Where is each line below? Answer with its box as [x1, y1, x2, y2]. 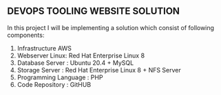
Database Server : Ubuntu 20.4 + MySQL [17, 58, 134, 67]
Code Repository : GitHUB [17, 80, 92, 88]
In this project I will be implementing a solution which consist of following [7, 23, 215, 31]
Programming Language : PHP [17, 73, 103, 81]
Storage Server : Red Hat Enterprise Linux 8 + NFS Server [17, 66, 181, 74]
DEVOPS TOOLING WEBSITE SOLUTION [7, 5, 180, 17]
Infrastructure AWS [17, 44, 72, 52]
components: [7, 31, 45, 39]
